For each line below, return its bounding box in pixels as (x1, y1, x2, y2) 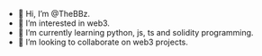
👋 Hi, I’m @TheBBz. (17, 9, 91, 19)
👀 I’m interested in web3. (17, 18, 111, 28)
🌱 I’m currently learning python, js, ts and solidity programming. (17, 28, 254, 37)
